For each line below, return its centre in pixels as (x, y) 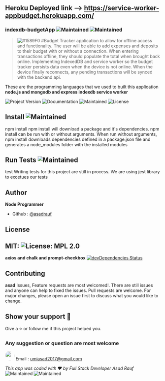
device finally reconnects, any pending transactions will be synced (85, 72)
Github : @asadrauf (32, 214)
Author (16, 192)
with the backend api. (39, 77)
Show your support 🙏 (38, 316)
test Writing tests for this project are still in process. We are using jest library (82, 172)
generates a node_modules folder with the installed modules (66, 144)
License (17, 229)
